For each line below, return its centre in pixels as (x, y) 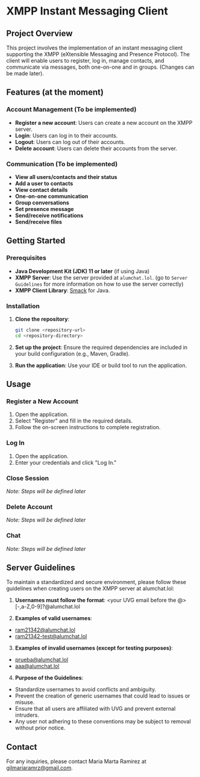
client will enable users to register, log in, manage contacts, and (85, 61)
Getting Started (36, 241)
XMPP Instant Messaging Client (87, 11)
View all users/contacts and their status (66, 177)
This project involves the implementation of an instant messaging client (95, 48)
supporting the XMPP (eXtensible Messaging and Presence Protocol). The (98, 54)
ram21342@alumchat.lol (45, 630)
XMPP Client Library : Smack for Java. (62, 290)
